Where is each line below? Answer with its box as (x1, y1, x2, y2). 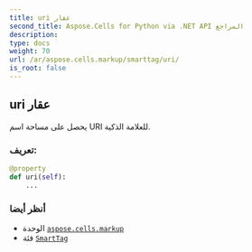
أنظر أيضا (9, 202, 46, 215)
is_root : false (9, 64, 67, 73)
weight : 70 (9, 47, 51, 56)
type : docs (9, 38, 51, 48)
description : (9, 30, 59, 39)
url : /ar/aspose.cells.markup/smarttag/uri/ (9, 55, 180, 64)
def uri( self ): (9, 173, 67, 182)
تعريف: (9, 144, 38, 156)
